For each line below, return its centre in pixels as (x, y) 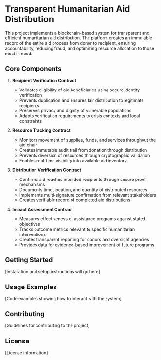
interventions (33, 234)
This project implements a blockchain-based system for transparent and (77, 33)
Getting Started (29, 260)
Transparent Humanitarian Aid (68, 9)
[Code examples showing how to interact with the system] (63, 299)
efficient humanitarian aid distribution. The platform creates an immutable (79, 38)
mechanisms (32, 184)
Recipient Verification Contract (44, 80)
